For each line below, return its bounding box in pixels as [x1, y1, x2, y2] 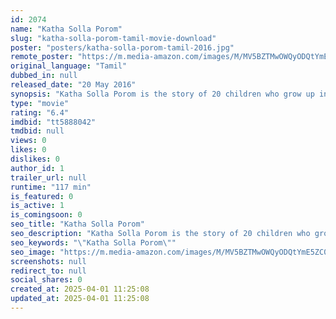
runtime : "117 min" [10, 182, 92, 192]
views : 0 [10, 136, 47, 146]
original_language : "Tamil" [10, 61, 128, 71]
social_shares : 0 [10, 275, 83, 285]
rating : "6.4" [10, 107, 70, 118]
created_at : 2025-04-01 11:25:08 [10, 284, 150, 295]
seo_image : [10, 247, 56, 257]
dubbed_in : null [10, 71, 78, 81]
